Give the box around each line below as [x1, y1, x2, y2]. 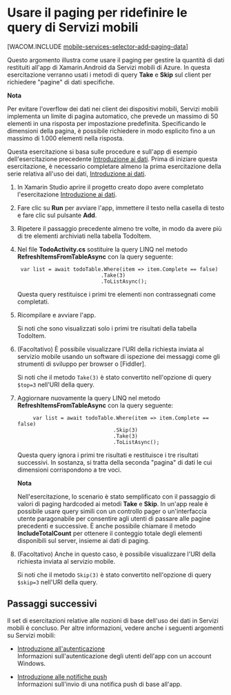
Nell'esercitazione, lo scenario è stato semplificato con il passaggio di [17, 492, 216, 501]
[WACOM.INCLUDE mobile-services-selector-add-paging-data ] [7, 42, 188, 50]
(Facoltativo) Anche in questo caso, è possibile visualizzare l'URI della [17, 550, 216, 558]
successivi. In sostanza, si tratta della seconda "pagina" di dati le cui [17, 458, 212, 466]
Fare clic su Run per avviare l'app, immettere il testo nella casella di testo [17, 203, 225, 212]
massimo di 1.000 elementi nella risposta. [7, 133, 125, 142]
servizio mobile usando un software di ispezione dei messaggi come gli [17, 352, 221, 360]
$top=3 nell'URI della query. [17, 380, 95, 389]
